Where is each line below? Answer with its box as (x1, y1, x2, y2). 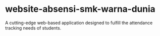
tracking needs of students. (5, 25, 61, 31)
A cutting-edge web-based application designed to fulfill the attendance (5, 20, 153, 26)
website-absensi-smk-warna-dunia (5, 3, 156, 15)
